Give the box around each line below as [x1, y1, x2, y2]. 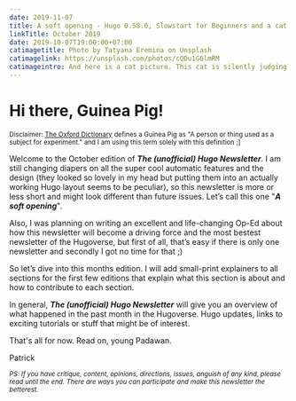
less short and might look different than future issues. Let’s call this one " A [9, 191, 282, 201]
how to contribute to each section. [9, 281, 135, 293]
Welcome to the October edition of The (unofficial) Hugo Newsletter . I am [9, 153, 282, 164]
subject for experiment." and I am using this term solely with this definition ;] [9, 138, 241, 146]
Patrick [9, 352, 35, 363]
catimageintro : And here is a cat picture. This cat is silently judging [9, 63, 288, 72]
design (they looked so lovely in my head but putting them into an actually [9, 172, 279, 183]
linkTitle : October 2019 [9, 29, 101, 38]
